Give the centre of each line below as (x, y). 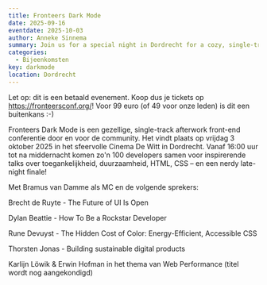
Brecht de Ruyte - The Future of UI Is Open (79, 202)
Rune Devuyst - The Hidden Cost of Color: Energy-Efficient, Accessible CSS (133, 233)
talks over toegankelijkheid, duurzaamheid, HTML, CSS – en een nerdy (124, 163)
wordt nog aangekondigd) (51, 272)
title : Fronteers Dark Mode (55, 15)
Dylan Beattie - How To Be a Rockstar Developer (87, 218)
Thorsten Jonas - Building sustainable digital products (97, 248)
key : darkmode (32, 67)
